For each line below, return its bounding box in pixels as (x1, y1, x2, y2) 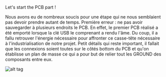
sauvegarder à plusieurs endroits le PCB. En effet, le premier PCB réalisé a (5, 24, 158, 30)
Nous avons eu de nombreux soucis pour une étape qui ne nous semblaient (5, 14, 161, 19)
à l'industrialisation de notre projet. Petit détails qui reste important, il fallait (5, 40, 159, 46)
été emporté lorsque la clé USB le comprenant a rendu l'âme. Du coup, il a (5, 30, 158, 35)
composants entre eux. (5, 56, 53, 62)
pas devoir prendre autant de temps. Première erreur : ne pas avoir (5, 19, 143, 25)
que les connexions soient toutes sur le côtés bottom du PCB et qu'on (5, 46, 149, 51)
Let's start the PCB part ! (5, 4, 56, 10)
